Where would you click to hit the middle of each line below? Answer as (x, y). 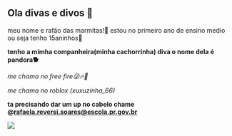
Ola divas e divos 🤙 (50, 13)
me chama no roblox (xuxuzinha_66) (61, 90)
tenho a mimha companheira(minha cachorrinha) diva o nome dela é (111, 51)
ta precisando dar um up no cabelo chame (71, 104)
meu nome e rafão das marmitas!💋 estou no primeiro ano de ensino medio (116, 30)
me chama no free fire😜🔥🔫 (48, 76)
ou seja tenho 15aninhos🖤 (45, 38)
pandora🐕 (23, 59)
